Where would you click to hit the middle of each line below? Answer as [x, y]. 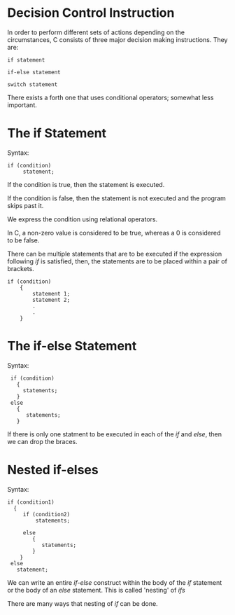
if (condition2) [47, 514]
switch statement [33, 84]
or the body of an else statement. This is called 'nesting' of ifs [96, 590]
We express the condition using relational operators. [83, 219]
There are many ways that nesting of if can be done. [83, 603]
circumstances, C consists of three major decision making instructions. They [117, 39]
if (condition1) [31, 502]
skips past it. [26, 205]
